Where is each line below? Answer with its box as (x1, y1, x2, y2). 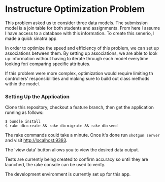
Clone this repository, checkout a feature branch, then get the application (5, 105, 154, 110)
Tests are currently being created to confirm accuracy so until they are (5, 156, 149, 162)
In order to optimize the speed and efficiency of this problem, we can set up (5, 45, 159, 51)
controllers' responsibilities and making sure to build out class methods (5, 75, 150, 81)
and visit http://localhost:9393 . (5, 137, 67, 144)
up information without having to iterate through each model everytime (5, 55, 149, 61)
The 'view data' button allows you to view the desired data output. (5, 147, 139, 153)
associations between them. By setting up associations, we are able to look (5, 50, 158, 56)
